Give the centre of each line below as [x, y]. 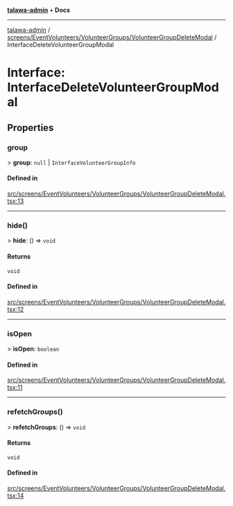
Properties [31, 128]
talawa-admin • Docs [39, 10]
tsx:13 [16, 201]
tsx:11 [15, 387]
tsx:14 [16, 496]
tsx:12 [16, 309]
